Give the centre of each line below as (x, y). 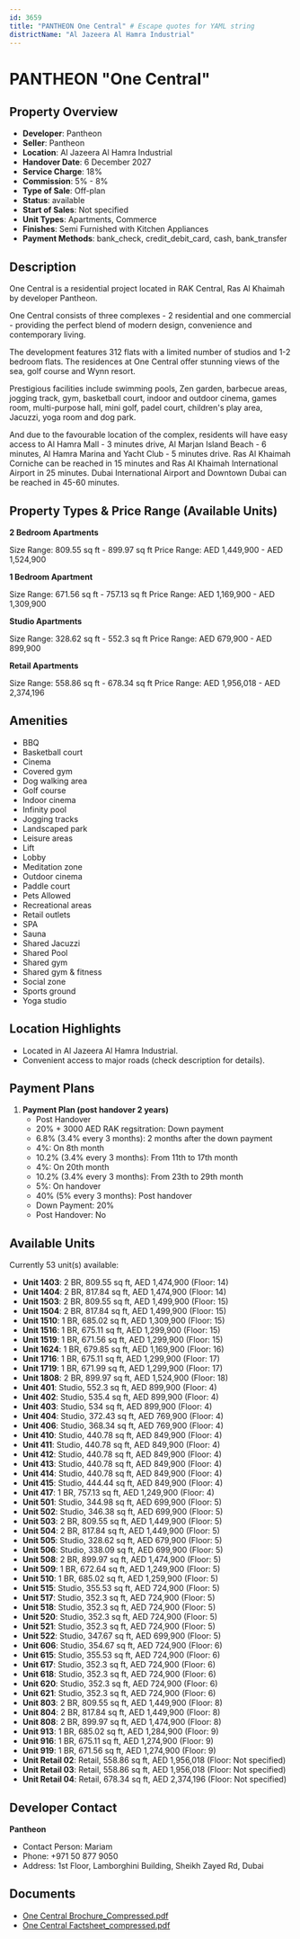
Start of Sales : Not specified (75, 210)
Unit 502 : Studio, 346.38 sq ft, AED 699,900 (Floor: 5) (123, 1512)
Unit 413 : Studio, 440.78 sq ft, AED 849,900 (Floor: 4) (122, 1464)
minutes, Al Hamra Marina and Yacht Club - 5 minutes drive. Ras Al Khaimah (150, 454)
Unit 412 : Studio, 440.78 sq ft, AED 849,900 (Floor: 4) (122, 1454)
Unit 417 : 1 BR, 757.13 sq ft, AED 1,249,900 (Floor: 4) (119, 1493)
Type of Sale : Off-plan (64, 191)
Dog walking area (55, 781)
